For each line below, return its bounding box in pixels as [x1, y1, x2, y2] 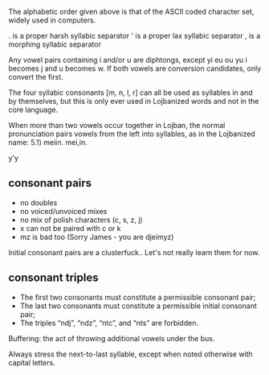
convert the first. [8, 72, 64, 81]
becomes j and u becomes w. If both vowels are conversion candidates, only [8, 64, 262, 73]
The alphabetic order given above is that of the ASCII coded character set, [8, 7, 255, 16]
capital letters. [8, 357, 56, 367]
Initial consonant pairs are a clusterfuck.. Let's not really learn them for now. [8, 247, 260, 257]
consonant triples [8, 271, 99, 285]
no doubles [19, 197, 58, 208]
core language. [8, 105, 59, 114]
